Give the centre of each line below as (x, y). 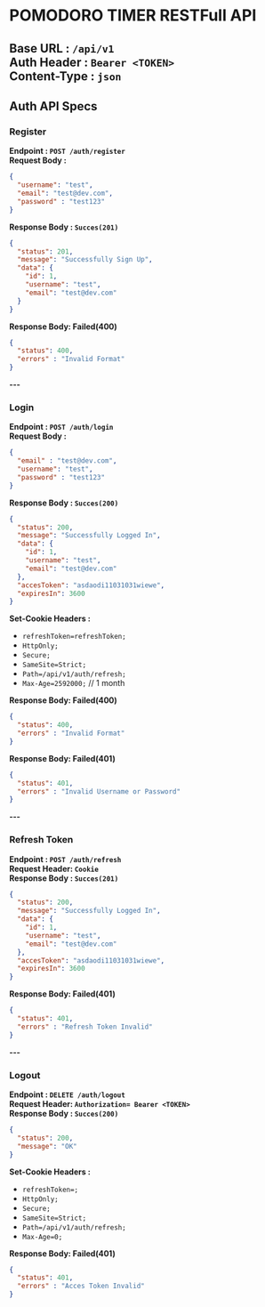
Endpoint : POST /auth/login (61, 427)
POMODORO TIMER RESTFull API (133, 16)
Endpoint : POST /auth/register (68, 151)
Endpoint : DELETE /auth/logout (68, 1094)
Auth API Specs (53, 106)
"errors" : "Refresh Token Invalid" (85, 1027)
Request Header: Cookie (54, 868)
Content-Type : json (65, 76)
